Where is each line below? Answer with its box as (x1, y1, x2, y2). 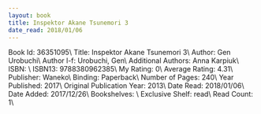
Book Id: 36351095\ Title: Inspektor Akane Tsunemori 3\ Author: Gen (8, 48, 231, 57)
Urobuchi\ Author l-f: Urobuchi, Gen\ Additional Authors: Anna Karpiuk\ (8, 56, 239, 65)
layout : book (8, 11, 51, 20)
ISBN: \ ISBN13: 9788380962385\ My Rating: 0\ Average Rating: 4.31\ (8, 64, 233, 74)
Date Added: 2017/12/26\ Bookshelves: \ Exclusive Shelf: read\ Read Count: (8, 90, 254, 99)
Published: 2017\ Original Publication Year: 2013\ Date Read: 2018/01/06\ (8, 81, 244, 90)
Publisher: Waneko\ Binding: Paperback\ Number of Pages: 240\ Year (8, 72, 234, 83)
